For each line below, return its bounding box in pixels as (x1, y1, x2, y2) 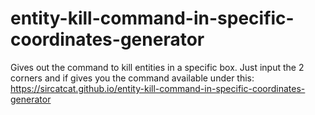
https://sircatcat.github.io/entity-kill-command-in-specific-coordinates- (10, 82, 306, 94)
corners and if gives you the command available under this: (10, 72, 255, 84)
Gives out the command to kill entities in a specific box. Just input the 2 (10, 61, 305, 73)
